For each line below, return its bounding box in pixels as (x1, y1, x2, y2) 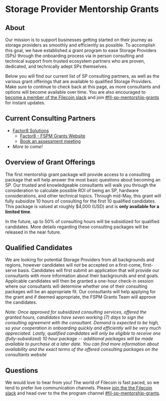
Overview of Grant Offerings (5, 158, 95, 166)
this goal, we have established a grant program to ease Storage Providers (5, 48, 156, 53)
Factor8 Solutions (12, 127, 49, 133)
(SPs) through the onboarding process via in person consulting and (5, 53, 144, 59)
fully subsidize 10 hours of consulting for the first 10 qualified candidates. (5, 198, 156, 204)
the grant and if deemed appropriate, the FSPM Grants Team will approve (5, 294, 156, 300)
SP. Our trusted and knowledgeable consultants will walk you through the (5, 182, 156, 188)
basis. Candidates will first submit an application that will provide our (17, 267, 159, 274)
